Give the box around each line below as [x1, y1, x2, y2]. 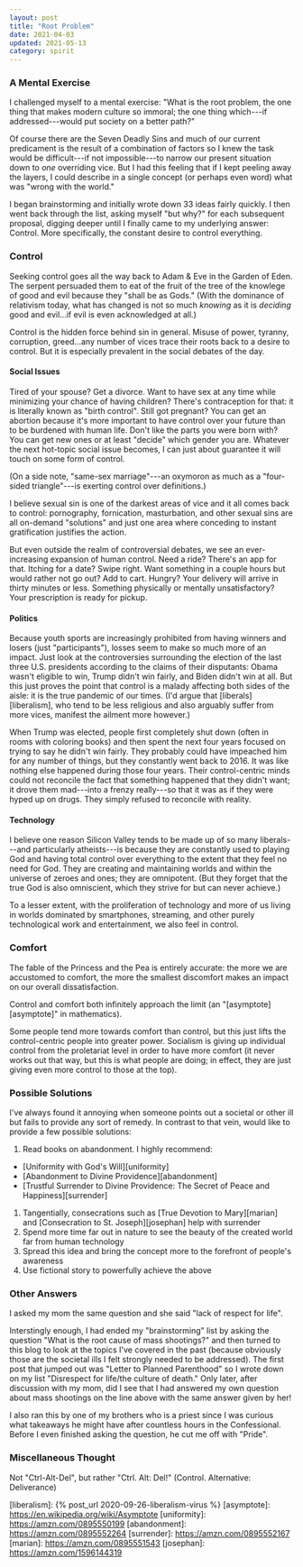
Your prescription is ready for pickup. [9, 591, 148, 602]
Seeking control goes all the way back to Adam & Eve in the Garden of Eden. [9, 270, 293, 281]
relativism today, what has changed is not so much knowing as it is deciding [9, 299, 291, 310]
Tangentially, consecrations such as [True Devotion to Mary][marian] [22, 1207, 278, 1218]
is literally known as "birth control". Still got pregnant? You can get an [9, 405, 267, 416]
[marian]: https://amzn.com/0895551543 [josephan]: [9, 1537, 206, 1548]
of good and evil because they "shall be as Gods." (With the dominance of [9, 289, 285, 300]
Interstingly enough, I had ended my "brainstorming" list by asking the [9, 1325, 270, 1336]
